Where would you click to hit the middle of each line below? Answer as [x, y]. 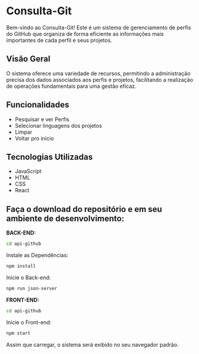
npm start [19, 333]
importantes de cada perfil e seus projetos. [59, 40]
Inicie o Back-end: [28, 277]
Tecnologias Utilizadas [50, 157]
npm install [21, 266]
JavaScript [28, 171]
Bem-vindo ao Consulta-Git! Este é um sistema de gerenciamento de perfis [99, 27]
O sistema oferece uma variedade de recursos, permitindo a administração [98, 73]
